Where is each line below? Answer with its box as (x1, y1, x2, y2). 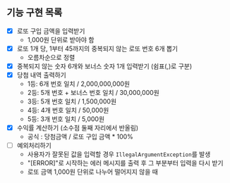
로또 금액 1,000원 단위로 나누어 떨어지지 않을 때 (27, 168, 158, 176)
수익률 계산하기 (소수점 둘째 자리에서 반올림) (16, 124, 139, 132)
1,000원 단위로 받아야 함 (27, 35, 95, 44)
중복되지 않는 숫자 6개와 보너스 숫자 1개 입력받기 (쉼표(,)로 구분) (16, 62, 193, 70)
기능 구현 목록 (6, 6, 63, 19)
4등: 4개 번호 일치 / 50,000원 (27, 106, 109, 115)
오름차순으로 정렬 (27, 53, 75, 61)
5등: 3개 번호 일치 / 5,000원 (27, 115, 105, 123)
